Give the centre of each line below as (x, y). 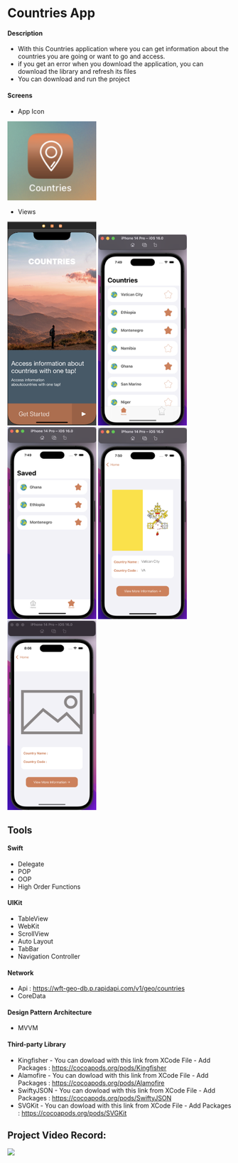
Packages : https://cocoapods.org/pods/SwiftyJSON (94, 1098)
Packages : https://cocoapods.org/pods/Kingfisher (92, 1068)
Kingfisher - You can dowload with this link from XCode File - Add (114, 1060)
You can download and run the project (74, 79)
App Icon (31, 111)
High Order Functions (49, 887)
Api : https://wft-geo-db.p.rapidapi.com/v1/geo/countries (101, 988)
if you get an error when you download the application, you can (110, 64)
